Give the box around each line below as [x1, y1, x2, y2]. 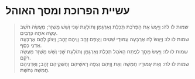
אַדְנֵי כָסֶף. [19, 42, 42, 49]
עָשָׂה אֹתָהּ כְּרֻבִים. [19, 29, 58, 36]
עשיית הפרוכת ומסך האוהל [5, 4, 130, 17]
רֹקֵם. [19, 54, 32, 61]
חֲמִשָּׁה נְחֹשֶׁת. [19, 66, 50, 73]
